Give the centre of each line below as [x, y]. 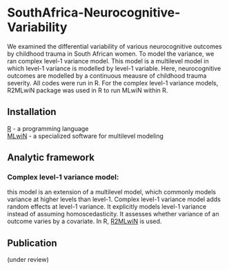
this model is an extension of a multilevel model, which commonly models [112, 192]
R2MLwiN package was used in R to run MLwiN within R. [88, 90]
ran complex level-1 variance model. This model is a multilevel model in [108, 61]
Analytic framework [51, 157]
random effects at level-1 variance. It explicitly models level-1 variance [107, 207]
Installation [32, 112]
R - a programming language [48, 128]
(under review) [28, 260]
